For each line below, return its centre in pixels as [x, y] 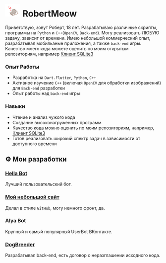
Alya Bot [16, 221]
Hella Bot [16, 173]
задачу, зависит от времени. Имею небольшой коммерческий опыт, [78, 38]
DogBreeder [20, 244]
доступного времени [34, 144]
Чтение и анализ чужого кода [44, 117]
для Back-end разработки [39, 88]
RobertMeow [50, 14]
